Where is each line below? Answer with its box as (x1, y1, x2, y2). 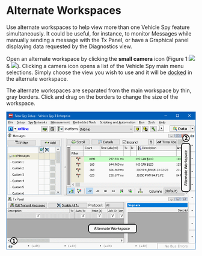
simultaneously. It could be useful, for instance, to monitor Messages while (6, 30, 192, 37)
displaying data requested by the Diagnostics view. (6, 43, 132, 50)
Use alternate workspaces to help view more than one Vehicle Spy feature (6, 23, 190, 31)
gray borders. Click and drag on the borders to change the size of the (6, 93, 179, 100)
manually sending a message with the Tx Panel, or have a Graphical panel (6, 36, 189, 43)
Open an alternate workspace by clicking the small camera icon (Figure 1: (6, 55, 189, 62)
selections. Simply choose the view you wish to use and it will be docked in (6, 69, 192, 76)
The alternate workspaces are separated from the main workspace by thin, (6, 87, 192, 94)
